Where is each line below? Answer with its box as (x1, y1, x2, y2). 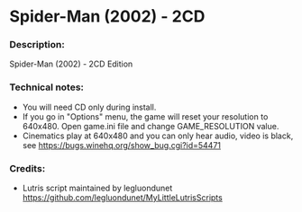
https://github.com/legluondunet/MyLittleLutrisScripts (22, 192, 223, 203)
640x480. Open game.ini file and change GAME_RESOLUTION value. (22, 120, 279, 131)
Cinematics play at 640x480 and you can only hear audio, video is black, (22, 130, 294, 141)
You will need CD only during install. (22, 102, 157, 112)
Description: (9, 39, 65, 51)
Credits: (9, 162, 46, 174)
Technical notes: (9, 81, 84, 93)
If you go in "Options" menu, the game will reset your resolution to (22, 110, 269, 122)
